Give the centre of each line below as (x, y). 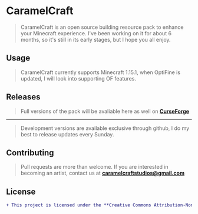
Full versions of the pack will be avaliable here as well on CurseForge (105, 111)
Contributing (30, 153)
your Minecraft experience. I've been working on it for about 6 (96, 33)
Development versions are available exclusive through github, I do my (105, 128)
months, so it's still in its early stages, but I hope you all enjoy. (95, 39)
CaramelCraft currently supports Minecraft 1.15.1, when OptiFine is (100, 72)
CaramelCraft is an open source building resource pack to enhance (102, 27)
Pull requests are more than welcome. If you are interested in (95, 167)
